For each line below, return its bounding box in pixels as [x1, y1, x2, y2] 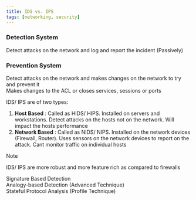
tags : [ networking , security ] [6, 14, 80, 20]
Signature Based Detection [6, 175, 71, 182]
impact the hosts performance [14, 123, 88, 130]
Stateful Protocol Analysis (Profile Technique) [6, 188, 116, 195]
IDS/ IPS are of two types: [6, 99, 69, 106]
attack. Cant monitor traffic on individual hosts [14, 141, 127, 148]
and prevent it [6, 81, 40, 88]
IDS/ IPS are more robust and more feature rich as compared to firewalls [6, 164, 181, 171]
